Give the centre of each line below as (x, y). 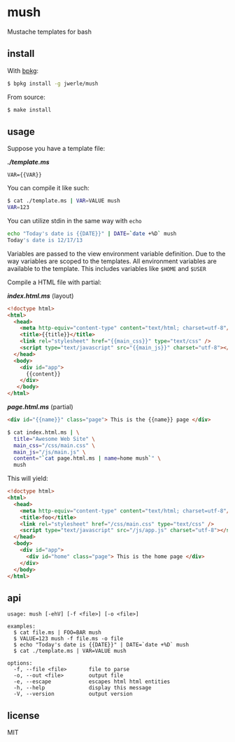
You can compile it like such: (48, 188)
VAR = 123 (19, 208)
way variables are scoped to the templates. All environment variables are (112, 261)
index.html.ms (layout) (41, 296)
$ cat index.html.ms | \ (43, 432)
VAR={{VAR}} (24, 175)
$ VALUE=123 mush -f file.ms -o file (69, 639)
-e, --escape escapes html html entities (92, 682)
